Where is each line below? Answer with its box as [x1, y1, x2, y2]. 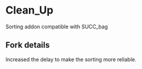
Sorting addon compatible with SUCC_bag [5, 23, 108, 30]
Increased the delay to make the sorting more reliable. [5, 55, 137, 63]
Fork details [5, 40, 50, 50]
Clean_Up [5, 4, 54, 17]
